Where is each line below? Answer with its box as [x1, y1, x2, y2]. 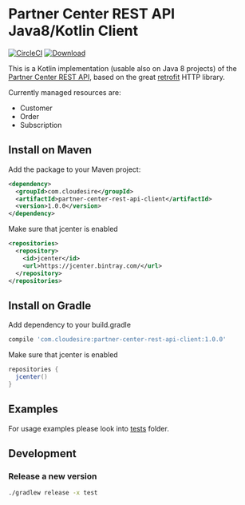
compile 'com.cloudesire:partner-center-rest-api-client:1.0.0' [8, 336, 227, 344]
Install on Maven [8, 143, 93, 157]
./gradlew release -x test [8, 489, 98, 497]
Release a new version [8, 471, 97, 482]
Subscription [19, 120, 62, 129]
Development [8, 447, 77, 460]
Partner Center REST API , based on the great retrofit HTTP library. [8, 72, 226, 82]
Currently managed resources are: [8, 87, 121, 97]
